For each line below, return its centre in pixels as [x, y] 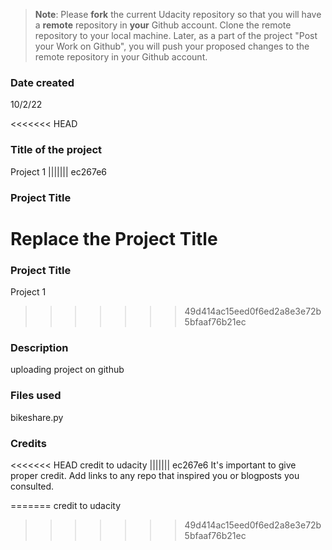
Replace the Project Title [114, 238]
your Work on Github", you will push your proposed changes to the [172, 46]
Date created [42, 82]
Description [39, 347]
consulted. [32, 486]
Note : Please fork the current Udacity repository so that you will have [178, 14]
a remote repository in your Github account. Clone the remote [163, 25]
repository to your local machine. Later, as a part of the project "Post [176, 35]
